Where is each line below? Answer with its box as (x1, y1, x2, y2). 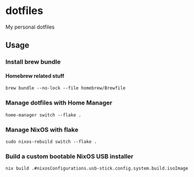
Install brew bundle (5, 58, 61, 66)
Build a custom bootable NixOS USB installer (5, 152, 133, 160)
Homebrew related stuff (5, 72, 65, 79)
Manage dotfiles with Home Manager (5, 99, 112, 107)
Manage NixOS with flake (5, 126, 79, 134)
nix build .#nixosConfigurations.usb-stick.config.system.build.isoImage (5, 165, 189, 172)
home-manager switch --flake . (5, 112, 82, 118)
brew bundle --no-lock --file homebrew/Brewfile (5, 85, 126, 91)
